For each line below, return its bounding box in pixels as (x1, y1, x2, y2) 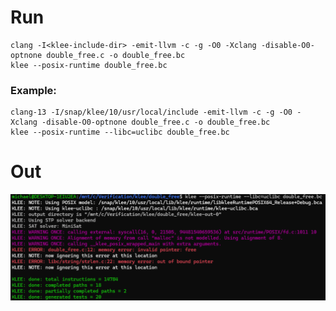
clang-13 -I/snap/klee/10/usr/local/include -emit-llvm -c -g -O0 (10, 107, 293, 118)
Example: (10, 83, 57, 97)
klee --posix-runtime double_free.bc (10, 60, 168, 70)
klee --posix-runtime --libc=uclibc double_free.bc (10, 127, 230, 138)
